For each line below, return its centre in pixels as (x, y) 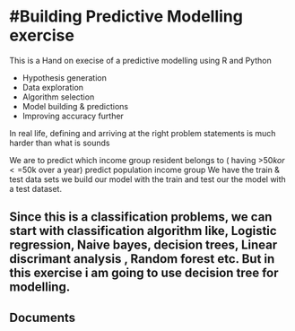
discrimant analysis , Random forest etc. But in (142, 259)
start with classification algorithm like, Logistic (143, 231)
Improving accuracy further (73, 116)
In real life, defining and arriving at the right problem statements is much (143, 133)
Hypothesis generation (65, 77)
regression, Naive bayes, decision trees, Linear (143, 245)
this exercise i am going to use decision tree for (144, 273)
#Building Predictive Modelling (126, 17)
